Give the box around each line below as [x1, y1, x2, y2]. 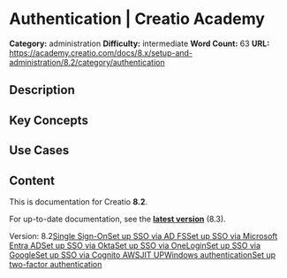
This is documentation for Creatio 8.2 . [9, 196, 148, 207]
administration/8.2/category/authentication [9, 57, 165, 67]
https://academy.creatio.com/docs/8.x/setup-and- [9, 47, 193, 58]
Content [9, 173, 56, 188]
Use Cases [9, 143, 70, 158]
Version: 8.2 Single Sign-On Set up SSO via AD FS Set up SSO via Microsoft [9, 230, 278, 241]
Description [9, 82, 75, 97]
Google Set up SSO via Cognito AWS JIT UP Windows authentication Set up [9, 249, 276, 260]
